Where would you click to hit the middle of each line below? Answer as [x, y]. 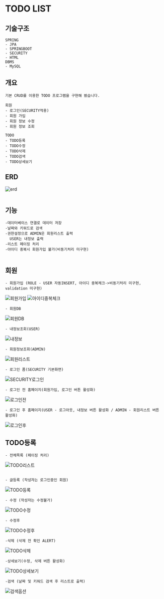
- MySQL [13, 66]
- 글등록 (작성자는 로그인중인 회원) [37, 480]
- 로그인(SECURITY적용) [27, 110]
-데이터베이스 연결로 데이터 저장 [34, 223]
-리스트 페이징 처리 [22, 244]
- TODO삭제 [15, 151]
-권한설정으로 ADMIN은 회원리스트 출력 [39, 234]
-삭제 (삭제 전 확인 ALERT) [31, 541]
